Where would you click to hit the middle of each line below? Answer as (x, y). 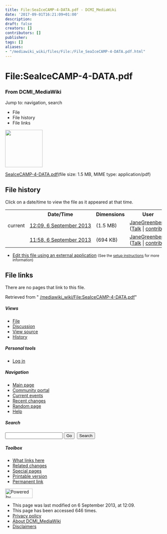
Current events (28, 395)
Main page (23, 385)
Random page (27, 406)
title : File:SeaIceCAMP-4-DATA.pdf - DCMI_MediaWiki (61, 10)
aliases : (14, 47)
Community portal (31, 390)
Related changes (30, 466)
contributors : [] (23, 33)
